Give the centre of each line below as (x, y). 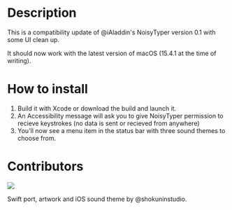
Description (42, 13)
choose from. (37, 138)
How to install (48, 89)
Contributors (45, 167)
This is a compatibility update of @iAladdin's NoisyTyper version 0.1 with (111, 32)
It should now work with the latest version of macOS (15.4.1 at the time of (112, 53)
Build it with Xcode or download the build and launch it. (97, 108)
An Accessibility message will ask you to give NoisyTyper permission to (120, 115)
